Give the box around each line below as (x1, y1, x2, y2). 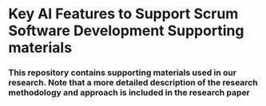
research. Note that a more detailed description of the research (8, 77, 258, 88)
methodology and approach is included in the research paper (8, 87, 250, 98)
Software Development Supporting (8, 22, 244, 40)
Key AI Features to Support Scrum (8, 5, 239, 23)
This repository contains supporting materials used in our (8, 67, 237, 78)
